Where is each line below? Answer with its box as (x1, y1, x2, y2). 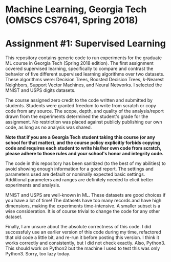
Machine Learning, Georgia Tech (5, 4, 147, 15)
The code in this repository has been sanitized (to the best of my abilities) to (5, 160, 166, 166)
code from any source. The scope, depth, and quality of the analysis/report (5, 108, 164, 114)
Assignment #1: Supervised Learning (5, 38, 166, 50)
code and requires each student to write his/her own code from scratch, (5, 145, 162, 151)
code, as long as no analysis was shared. (5, 124, 92, 131)
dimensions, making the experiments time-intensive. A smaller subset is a (5, 203, 160, 209)
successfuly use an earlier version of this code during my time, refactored (5, 229, 161, 235)
